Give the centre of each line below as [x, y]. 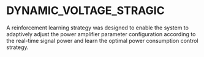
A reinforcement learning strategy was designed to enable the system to [97, 28]
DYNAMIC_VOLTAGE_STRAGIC [85, 11]
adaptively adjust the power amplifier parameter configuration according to [101, 34]
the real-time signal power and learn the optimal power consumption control [102, 40]
